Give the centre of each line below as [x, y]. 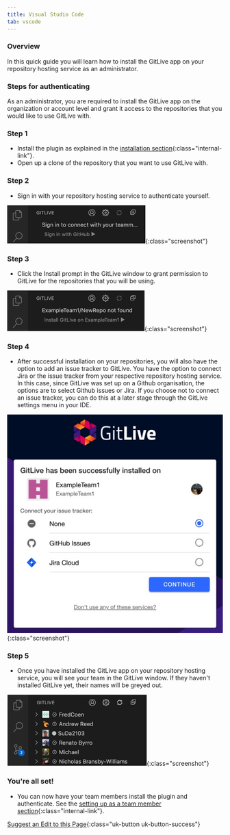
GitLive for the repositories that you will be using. [86, 281]
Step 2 [18, 181]
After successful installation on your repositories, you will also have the [117, 361]
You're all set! [30, 782]
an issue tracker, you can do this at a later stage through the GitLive [112, 398]
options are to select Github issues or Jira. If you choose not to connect [118, 391]
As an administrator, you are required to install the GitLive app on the [104, 101]
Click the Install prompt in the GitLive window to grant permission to [113, 273]
